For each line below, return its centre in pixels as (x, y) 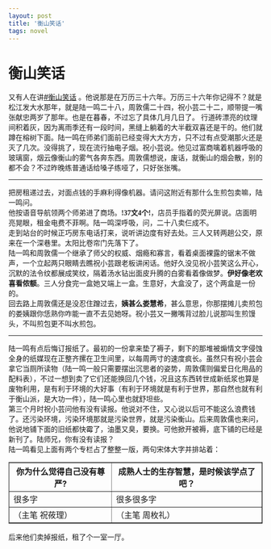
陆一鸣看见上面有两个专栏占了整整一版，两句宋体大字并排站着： (114, 450)
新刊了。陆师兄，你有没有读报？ (61, 439)
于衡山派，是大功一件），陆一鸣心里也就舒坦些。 (88, 399)
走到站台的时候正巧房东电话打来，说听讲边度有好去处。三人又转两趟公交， (132, 233)
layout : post (30, 16)
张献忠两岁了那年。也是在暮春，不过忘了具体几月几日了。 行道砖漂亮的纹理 (133, 117)
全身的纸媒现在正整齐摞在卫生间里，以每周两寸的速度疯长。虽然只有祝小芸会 (135, 358)
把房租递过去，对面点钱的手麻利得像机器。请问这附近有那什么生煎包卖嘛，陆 (135, 193)
